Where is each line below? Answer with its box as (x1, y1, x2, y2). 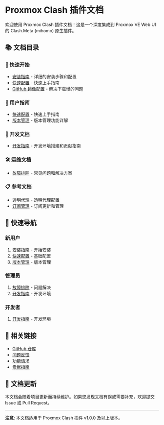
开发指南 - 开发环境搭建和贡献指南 (12, 143, 82, 149)
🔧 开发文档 (5, 131, 30, 138)
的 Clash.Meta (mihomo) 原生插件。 (5, 27, 77, 33)
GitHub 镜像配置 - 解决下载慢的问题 (12, 86, 83, 92)
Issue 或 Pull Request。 (5, 400, 52, 405)
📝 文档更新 (5, 380, 37, 388)
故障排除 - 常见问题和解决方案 (12, 170, 73, 176)
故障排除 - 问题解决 (12, 284, 51, 290)
